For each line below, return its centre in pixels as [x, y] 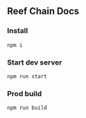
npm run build [27, 108]
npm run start [27, 76]
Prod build [25, 93]
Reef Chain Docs [43, 11]
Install [18, 31]
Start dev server [35, 62]
